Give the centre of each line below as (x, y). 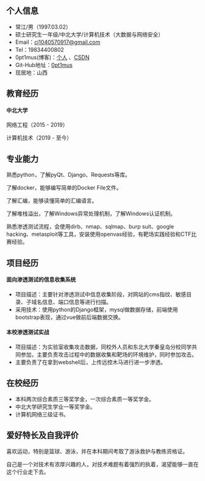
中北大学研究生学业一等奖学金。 (55, 407)
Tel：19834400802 (39, 49)
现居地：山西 (31, 73)
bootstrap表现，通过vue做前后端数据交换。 (69, 317)
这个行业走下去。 (28, 472)
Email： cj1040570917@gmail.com (58, 42)
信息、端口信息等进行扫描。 (77, 302)
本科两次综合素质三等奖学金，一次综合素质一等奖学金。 (85, 399)
